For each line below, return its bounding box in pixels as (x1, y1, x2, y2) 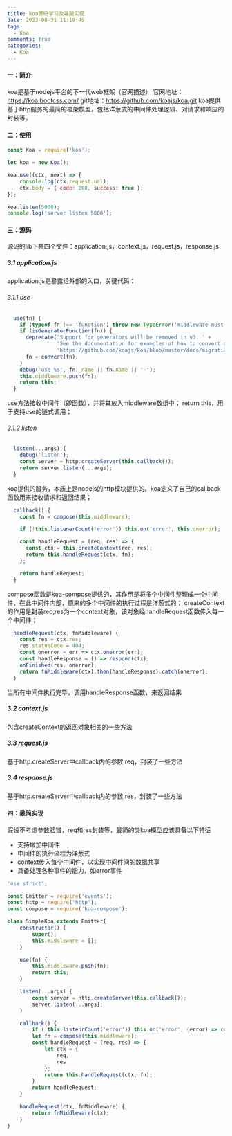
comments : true (7, 36, 51, 43)
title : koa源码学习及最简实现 (7, 10, 85, 17)
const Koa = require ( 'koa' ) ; (7, 147, 91, 154)
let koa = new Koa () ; (7, 159, 70, 166)
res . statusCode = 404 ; (19, 642, 85, 649)
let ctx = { (43, 1046, 79, 1053)
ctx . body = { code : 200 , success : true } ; (19, 184, 144, 191)
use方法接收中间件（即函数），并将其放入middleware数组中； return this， (7, 399, 217, 407)
